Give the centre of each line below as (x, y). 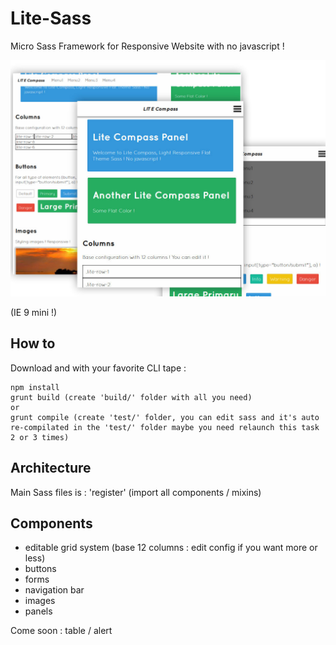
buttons (40, 569)
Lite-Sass (51, 18)
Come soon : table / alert (61, 631)
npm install (35, 387)
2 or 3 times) (40, 437)
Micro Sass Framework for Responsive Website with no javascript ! (147, 46)
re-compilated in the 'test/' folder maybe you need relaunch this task (165, 427)
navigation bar (54, 590)
